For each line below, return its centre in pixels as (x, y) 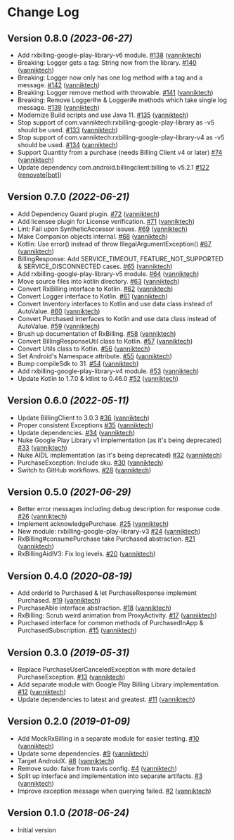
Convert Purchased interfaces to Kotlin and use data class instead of (117, 318)
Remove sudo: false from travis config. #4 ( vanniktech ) (97, 768)
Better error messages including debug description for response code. (120, 509)
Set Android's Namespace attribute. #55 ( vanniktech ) (95, 356)
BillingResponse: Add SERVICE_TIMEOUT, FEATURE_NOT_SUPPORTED (120, 258)
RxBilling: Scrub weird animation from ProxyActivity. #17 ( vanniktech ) (117, 615)
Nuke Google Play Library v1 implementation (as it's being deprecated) (120, 440)
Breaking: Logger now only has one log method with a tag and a (110, 77)
